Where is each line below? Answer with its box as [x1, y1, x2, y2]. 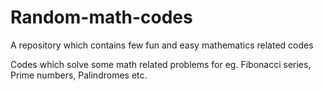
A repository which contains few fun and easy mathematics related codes [10, 39, 314, 51]
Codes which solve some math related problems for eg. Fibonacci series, [10, 58, 312, 70]
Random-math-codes [10, 6, 193, 29]
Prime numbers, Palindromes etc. [10, 69, 148, 81]
